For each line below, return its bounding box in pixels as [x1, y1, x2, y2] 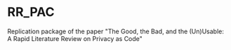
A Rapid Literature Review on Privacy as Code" [7, 34, 143, 42]
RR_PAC [7, 4, 55, 20]
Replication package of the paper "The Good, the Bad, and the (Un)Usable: [7, 27, 225, 35]
